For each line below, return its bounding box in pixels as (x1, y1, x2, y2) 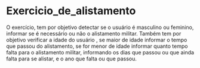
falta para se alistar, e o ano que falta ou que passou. (6, 55, 137, 62)
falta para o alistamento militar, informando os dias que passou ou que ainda (6, 48, 195, 56)
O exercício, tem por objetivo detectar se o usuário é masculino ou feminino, (6, 24, 194, 31)
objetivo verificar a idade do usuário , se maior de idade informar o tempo (6, 36, 187, 43)
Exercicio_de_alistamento (6, 4, 136, 18)
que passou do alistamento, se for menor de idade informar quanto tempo (6, 43, 188, 50)
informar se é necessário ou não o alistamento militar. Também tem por (6, 30, 181, 37)
